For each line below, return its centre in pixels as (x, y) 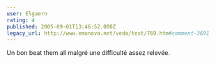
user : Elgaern (27, 14)
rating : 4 (21, 20)
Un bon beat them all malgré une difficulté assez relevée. (88, 53)
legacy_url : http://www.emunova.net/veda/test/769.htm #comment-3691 (108, 33)
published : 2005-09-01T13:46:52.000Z (61, 26)
